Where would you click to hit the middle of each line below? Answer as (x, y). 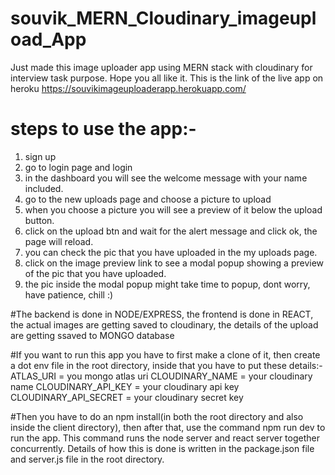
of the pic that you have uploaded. (95, 273)
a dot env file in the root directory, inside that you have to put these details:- (166, 365)
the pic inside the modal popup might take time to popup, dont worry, (167, 284)
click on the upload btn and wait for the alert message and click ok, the (171, 231)
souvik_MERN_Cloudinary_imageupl (163, 18)
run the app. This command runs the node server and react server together (165, 438)
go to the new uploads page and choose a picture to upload (148, 199)
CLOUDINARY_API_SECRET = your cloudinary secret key (127, 397)
